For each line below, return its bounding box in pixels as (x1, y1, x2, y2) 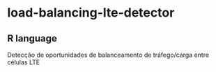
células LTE (7, 58, 40, 66)
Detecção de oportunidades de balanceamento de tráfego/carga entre (7, 51, 210, 59)
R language (7, 33, 58, 44)
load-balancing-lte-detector (7, 5, 175, 21)
